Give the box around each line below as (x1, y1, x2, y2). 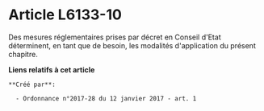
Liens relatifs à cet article (8, 64, 95, 74)
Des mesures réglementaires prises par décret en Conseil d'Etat (8, 32, 221, 42)
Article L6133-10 (8, 6, 123, 24)
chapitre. (8, 49, 38, 59)
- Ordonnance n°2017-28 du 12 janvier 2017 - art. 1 (15, 94, 197, 102)
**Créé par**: (8, 80, 57, 88)
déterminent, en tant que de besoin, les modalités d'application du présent (8, 40, 256, 50)
